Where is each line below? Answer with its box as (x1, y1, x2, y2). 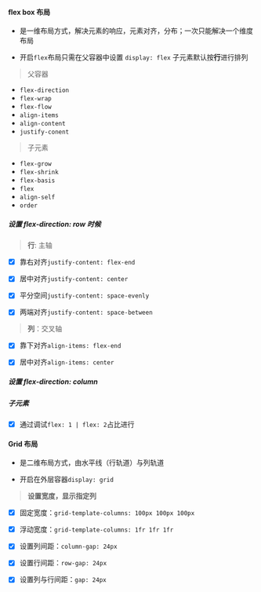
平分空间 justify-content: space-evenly (19, 291, 150, 300)
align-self (19, 193, 56, 202)
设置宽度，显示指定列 (27, 492, 96, 501)
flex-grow (19, 160, 53, 168)
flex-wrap (19, 95, 53, 103)
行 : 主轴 (27, 240, 53, 250)
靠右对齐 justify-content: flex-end (19, 258, 136, 267)
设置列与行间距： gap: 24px (19, 575, 107, 584)
